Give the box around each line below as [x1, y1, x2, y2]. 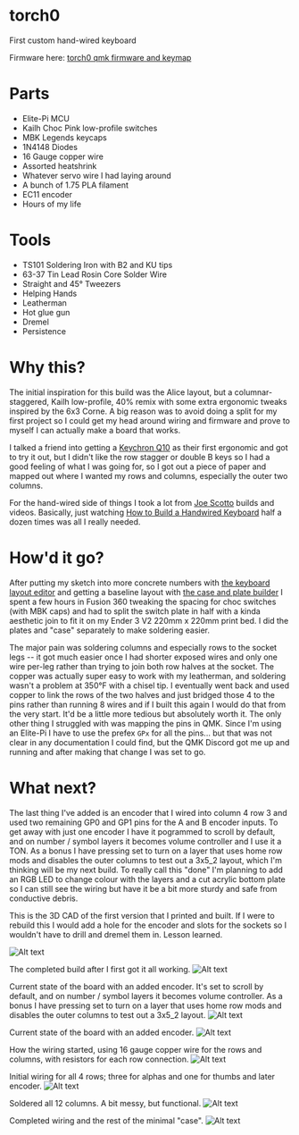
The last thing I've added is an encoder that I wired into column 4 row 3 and [9, 807, 287, 818]
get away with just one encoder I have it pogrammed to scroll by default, [9, 826, 276, 837]
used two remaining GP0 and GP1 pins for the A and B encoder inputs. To [9, 817, 278, 828]
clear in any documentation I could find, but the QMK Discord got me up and [9, 736, 290, 747]
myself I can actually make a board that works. [9, 425, 181, 435]
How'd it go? [9, 547, 104, 567]
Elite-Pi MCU [21, 113, 70, 123]
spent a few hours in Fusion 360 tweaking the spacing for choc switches [9, 596, 277, 607]
